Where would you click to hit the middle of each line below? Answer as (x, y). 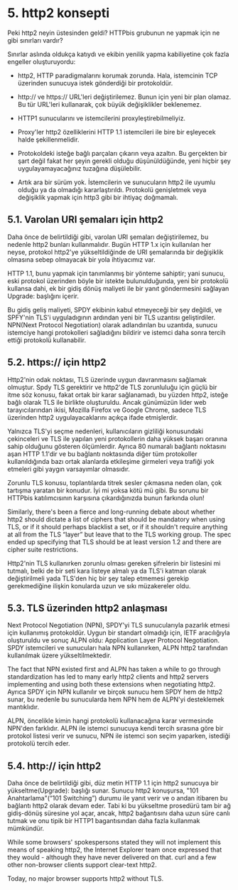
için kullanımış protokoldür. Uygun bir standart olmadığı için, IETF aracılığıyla (119, 633)
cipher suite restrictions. (43, 549)
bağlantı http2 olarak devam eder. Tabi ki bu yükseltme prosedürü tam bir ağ (119, 806)
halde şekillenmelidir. (48, 139)
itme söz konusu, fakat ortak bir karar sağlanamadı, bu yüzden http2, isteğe (118, 394)
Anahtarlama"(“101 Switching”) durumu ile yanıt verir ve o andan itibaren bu (118, 798)
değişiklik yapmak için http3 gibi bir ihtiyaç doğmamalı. (98, 197)
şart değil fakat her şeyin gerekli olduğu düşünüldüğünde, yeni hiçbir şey (124, 161)
